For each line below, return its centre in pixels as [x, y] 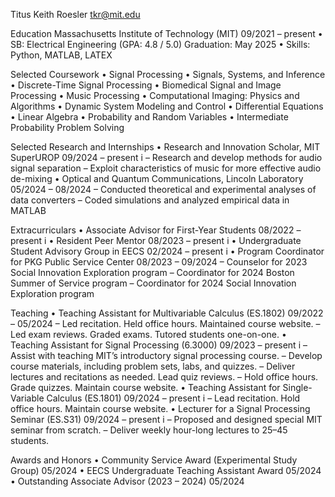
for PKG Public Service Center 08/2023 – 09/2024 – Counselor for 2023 [159, 262]
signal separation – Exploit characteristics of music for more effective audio [166, 168]
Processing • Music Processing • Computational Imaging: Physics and [155, 95]
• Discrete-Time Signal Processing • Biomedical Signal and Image [146, 85]
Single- [297, 387]
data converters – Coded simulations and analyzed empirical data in [150, 200]
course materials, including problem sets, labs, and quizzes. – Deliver [153, 366]
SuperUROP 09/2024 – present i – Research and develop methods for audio [166, 157]
